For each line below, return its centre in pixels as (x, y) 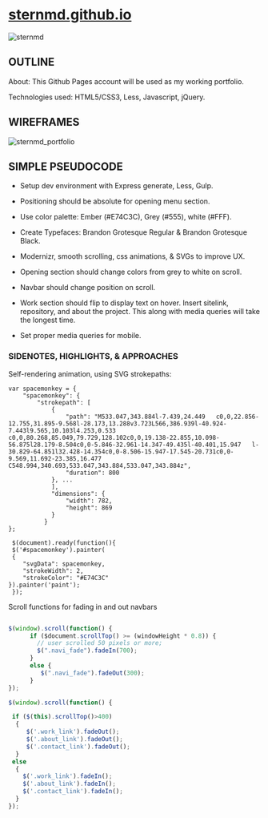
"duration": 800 (92, 473)
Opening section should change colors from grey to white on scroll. (131, 272)
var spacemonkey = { (43, 389)
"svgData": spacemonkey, (64, 564)
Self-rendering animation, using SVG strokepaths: (90, 373)
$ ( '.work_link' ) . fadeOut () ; (73, 732)
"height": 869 (89, 508)
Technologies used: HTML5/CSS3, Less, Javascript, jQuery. (107, 97)
